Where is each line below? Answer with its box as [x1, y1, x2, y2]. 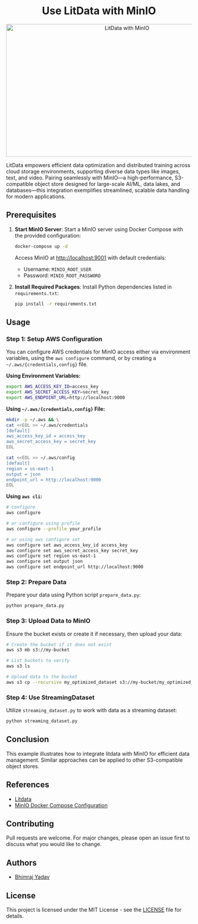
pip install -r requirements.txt [14, 301, 97, 307]
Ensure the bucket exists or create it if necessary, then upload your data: [6, 630, 183, 637]
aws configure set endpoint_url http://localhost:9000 [6, 564, 144, 570]
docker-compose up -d [14, 243, 68, 249]
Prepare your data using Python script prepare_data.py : [6, 591, 141, 598]
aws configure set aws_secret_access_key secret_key [6, 548, 138, 553]
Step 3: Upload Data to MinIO [6, 617, 91, 625]
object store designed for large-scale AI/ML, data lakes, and [34, 180, 181, 187]
